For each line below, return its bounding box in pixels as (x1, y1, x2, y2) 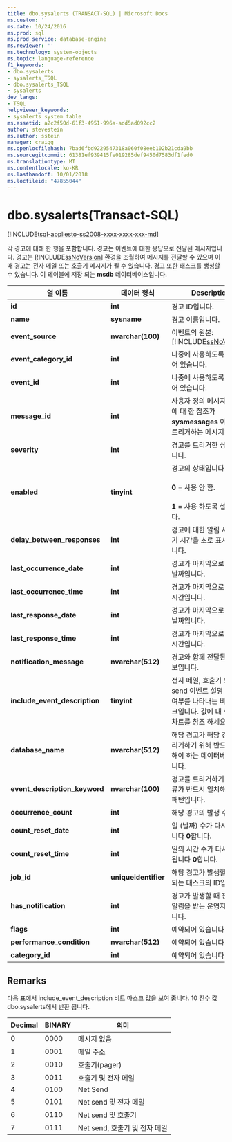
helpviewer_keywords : (7, 107, 70, 114)
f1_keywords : (7, 62, 45, 69)
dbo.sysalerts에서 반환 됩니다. (7, 1003, 90, 1011)
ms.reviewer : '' (7, 42, 54, 49)
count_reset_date (10, 826, 70, 835)
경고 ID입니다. (171, 302, 214, 311)
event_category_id (10, 354, 72, 364)
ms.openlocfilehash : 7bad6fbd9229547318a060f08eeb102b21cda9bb (7, 145, 193, 152)
